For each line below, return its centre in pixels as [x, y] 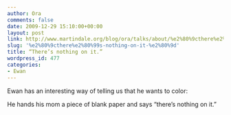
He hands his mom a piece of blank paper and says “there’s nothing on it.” [112, 104]
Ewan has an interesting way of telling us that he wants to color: [97, 91]
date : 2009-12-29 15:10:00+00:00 [55, 26]
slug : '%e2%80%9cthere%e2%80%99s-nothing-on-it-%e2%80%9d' [93, 45]
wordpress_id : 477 [33, 59]
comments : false [30, 20]
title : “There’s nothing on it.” [55, 52]
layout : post [26, 33]
